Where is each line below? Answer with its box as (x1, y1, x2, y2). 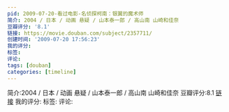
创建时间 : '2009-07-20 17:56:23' (7, 36, 101, 43)
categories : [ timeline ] (7, 68, 77, 75)
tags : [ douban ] (7, 62, 52, 69)
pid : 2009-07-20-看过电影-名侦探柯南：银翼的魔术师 (7, 10, 144, 17)
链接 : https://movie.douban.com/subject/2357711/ (7, 29, 152, 37)
